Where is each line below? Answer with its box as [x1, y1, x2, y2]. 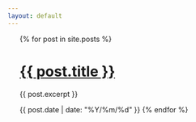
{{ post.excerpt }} [19, 89, 79, 99]
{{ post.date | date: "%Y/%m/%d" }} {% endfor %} [19, 104, 189, 114]
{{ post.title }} [19, 62, 116, 81]
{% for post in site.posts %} [19, 34, 113, 44]
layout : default [7, 11, 62, 20]
